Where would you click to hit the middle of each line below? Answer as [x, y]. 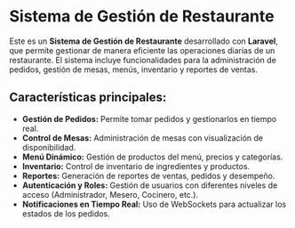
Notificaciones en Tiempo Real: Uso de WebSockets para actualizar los [154, 204]
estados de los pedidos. [66, 213]
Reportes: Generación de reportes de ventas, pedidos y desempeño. [148, 175]
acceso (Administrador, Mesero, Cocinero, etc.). [110, 194]
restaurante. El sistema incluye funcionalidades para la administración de [143, 60]
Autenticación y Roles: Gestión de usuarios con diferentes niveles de [150, 185]
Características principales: [88, 98]
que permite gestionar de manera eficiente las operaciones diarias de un [142, 50]
